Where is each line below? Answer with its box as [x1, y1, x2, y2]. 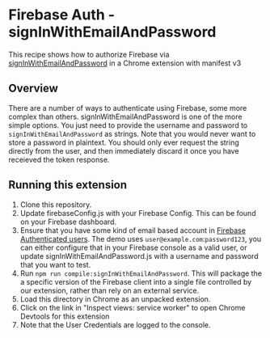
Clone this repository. [19, 200, 92, 209]
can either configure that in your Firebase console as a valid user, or [19, 243, 247, 252]
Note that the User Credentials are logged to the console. [19, 319, 212, 329]
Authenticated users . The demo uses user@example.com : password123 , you [19, 234, 262, 243]
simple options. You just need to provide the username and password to [8, 120, 248, 130]
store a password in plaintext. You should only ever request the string [8, 137, 240, 147]
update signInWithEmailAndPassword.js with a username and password [19, 251, 259, 260]
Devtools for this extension [19, 311, 110, 321]
